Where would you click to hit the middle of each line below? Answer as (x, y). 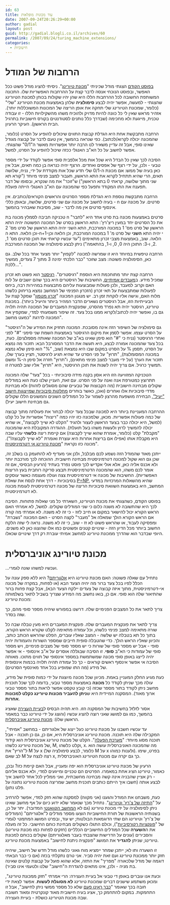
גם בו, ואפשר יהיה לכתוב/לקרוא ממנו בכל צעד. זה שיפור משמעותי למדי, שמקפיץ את (84, 312)
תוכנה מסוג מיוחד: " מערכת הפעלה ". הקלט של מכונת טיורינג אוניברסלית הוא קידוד (83, 740)
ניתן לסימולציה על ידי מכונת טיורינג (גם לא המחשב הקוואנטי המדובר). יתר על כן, (81, 808)
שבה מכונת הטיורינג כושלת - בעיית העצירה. (47, 897)
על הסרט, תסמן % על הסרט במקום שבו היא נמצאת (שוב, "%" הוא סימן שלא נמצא (84, 349)
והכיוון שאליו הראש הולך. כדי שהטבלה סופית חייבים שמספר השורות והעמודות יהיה (83, 640)
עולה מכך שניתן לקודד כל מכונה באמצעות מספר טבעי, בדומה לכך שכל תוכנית (79, 683)
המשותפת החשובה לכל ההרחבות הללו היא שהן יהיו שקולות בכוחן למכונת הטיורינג (82, 97)
